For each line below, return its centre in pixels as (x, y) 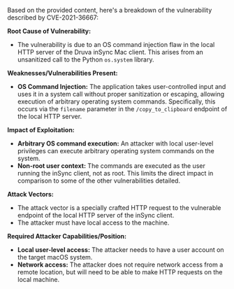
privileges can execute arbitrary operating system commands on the (116, 151)
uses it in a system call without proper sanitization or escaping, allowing (121, 94)
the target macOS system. (55, 257)
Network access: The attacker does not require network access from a (120, 265)
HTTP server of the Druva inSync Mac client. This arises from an (110, 52)
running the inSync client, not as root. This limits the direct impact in (115, 173)
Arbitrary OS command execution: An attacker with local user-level (115, 143)
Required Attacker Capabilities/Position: (67, 236)
